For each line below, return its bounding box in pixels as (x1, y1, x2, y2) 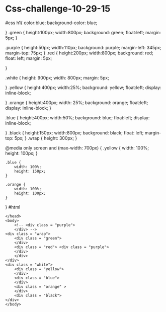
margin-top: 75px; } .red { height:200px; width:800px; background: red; (5, 50, 153, 56)
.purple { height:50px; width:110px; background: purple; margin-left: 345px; (5, 44, 162, 50)
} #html (5, 204, 21, 210)
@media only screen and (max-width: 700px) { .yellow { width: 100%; (5, 144, 149, 151)
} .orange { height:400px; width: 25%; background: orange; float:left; (5, 99, 148, 106)
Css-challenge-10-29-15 (5, 3, 111, 15)
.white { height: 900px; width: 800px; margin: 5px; (5, 74, 109, 81)
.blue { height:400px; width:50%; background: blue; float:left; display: (5, 114, 150, 121)
